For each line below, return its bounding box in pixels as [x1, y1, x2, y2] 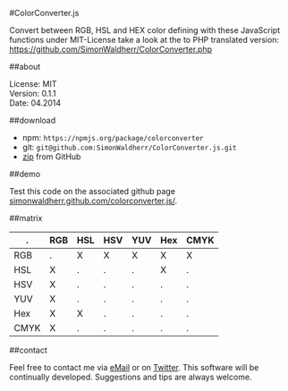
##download [9, 115, 56, 125]
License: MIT [9, 79, 57, 89]
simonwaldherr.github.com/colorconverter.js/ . [9, 196, 178, 206]
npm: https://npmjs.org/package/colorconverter [21, 132, 204, 142]
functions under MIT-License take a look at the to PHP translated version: [9, 35, 280, 45]
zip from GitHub [21, 151, 81, 162]
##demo [9, 169, 41, 179]
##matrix [9, 213, 43, 223]
